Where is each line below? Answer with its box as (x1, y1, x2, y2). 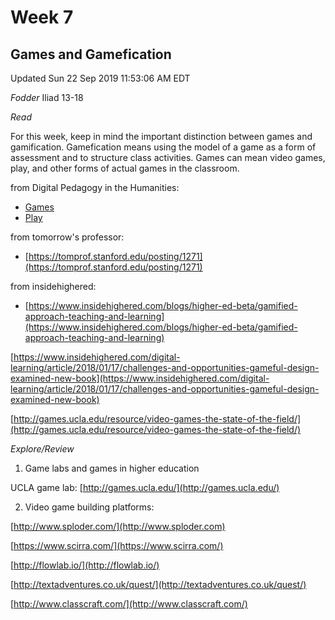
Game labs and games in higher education (24, 462, 200, 474)
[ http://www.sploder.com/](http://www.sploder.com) (10, 521, 226, 532)
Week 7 (10, 6, 74, 29)
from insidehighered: (10, 281, 97, 292)
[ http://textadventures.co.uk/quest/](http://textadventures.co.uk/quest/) (10, 579, 307, 590)
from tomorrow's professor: (10, 231, 125, 243)
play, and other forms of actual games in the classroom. (10, 162, 240, 174)
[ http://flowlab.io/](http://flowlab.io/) (10, 559, 160, 571)
